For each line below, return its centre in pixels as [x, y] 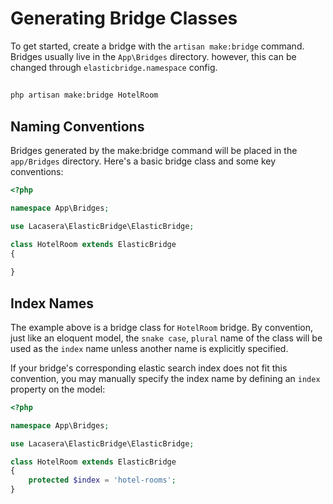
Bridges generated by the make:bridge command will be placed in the [154, 151]
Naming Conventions [77, 126]
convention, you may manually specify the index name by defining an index [165, 378]
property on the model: [58, 389]
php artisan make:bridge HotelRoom [84, 95]
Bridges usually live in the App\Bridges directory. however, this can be [153, 56]
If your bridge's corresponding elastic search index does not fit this [149, 368]
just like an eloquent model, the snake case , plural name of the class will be [166, 338]
